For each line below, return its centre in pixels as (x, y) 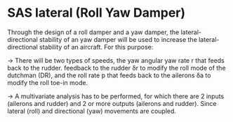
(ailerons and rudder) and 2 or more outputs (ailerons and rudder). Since (112, 103)
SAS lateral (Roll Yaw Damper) (96, 13)
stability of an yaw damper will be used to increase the (118, 39)
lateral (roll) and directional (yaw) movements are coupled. (92, 111)
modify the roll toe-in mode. (48, 82)
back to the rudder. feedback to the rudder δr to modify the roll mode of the (116, 68)
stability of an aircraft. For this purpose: (96, 47)
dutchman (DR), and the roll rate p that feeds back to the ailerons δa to (109, 75)
